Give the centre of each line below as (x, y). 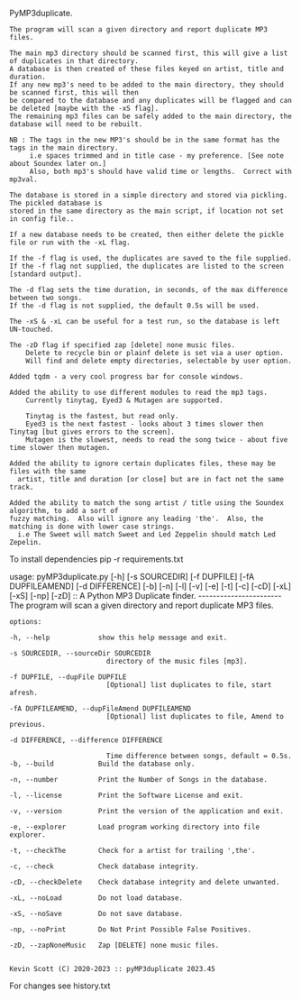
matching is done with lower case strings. (92, 527)
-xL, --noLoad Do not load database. (96, 898)
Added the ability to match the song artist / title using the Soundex (146, 503)
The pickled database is (56, 203)
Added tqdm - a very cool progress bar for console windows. (127, 377)
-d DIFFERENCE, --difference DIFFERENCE (87, 740)
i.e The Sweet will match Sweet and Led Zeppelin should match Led (147, 535)
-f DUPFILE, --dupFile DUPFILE (68, 677)
